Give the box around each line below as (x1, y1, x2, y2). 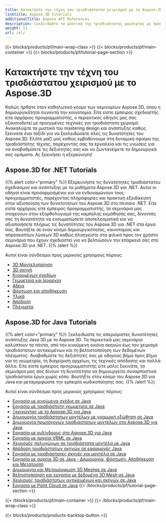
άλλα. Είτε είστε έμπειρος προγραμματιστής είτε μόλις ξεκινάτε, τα (5, 363, 145, 369)
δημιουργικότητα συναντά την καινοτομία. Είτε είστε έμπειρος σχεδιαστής (5, 109, 159, 115)
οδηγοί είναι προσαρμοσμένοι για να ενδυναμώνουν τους (5, 190, 124, 196)
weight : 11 (5, 26, 28, 31)
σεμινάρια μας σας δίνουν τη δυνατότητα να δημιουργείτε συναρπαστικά (5, 368, 157, 374)
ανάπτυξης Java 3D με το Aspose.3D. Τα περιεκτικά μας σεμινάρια (5, 336, 143, 342)
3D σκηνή (12, 266, 33, 273)
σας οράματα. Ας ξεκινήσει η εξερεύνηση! (5, 151, 93, 157)
